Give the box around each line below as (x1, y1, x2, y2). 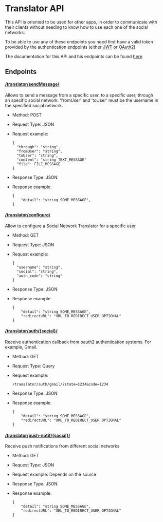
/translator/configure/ (5, 212, 51, 218)
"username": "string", (17, 265, 63, 270)
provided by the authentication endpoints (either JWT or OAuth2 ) (5, 44, 136, 50)
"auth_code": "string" (17, 273, 63, 278)
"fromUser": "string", (17, 149, 63, 154)
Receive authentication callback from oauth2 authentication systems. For (5, 339, 152, 345)
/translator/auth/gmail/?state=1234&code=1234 (12, 382, 109, 387)
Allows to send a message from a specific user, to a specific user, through (5, 92, 154, 98)
